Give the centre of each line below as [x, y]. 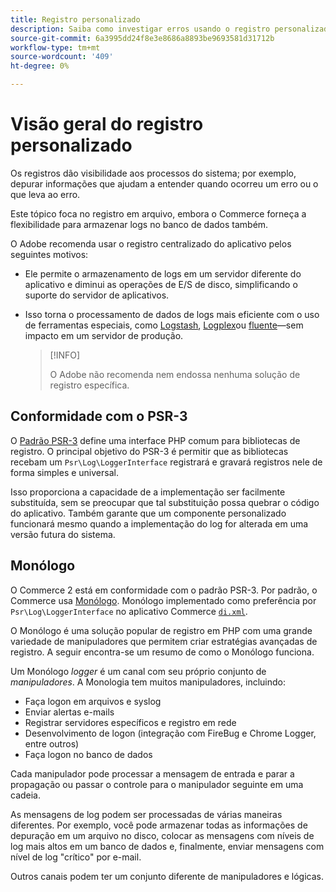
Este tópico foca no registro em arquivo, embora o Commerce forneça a [158, 213]
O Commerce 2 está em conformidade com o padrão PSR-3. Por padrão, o [164, 590]
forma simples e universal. [64, 472]
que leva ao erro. [45, 194]
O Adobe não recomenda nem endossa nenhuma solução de [175, 374]
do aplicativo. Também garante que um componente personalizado [148, 513]
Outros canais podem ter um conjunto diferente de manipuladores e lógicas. [167, 876]
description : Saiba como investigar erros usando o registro [140, 29]
